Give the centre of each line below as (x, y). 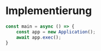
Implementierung (49, 11)
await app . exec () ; (39, 37)
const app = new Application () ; (56, 32)
